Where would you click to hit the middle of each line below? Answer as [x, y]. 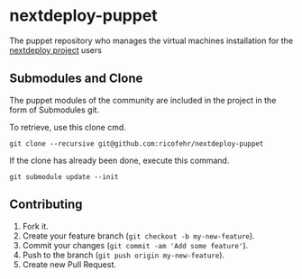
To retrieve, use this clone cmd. [68, 127]
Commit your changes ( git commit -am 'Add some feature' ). [135, 245]
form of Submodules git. [55, 110]
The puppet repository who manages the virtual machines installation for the [151, 40]
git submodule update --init [64, 176]
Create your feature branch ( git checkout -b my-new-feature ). [138, 236]
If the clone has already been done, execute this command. [119, 160]
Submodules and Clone [76, 79]
